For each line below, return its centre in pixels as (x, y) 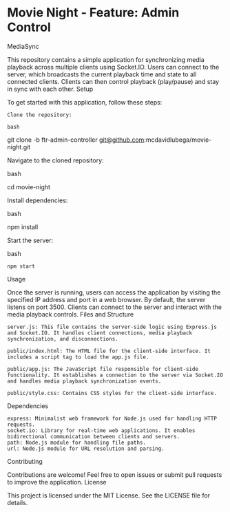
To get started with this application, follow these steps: (85, 102)
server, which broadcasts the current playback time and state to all (102, 74)
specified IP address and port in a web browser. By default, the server (106, 299)
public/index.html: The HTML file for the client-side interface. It (109, 351)
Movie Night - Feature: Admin (93, 13)
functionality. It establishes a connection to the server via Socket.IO (115, 375)
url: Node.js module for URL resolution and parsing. (86, 449)
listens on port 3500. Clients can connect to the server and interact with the (115, 307)
